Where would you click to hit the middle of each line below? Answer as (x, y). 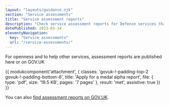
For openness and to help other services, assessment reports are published (83, 56)
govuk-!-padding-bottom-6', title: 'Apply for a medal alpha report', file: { (79, 77)
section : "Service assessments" (39, 14)
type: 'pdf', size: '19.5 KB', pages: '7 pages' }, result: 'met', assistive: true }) (83, 82)
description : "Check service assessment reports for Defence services (81, 24)
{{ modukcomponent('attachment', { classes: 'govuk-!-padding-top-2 (77, 71)
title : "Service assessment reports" (45, 19)
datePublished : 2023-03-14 (33, 28)
